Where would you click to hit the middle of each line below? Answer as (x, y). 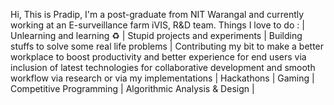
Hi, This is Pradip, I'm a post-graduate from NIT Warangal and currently (157, 14)
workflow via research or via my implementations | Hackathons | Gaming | (162, 78)
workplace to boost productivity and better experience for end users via (158, 57)
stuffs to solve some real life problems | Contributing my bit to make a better (167, 46)
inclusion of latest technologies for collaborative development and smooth (163, 67)
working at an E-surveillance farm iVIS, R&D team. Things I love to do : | (157, 25)
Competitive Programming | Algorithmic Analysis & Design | (132, 88)
